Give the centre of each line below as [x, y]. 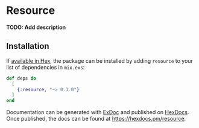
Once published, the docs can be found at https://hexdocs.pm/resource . [96, 119]
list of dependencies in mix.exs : [46, 67]
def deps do [21, 78]
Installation [28, 46]
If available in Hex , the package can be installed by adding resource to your [99, 60]
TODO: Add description [36, 27]
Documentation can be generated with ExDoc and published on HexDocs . [98, 112]
